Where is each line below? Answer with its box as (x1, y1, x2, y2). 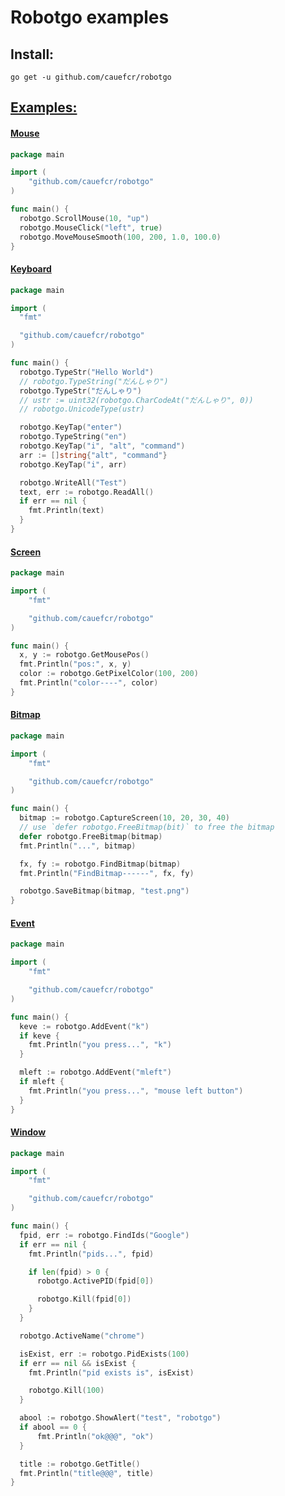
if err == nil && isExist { (19, 1358, 137, 1368)
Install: (10, 46, 55, 63)
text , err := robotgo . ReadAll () (19, 487, 155, 497)
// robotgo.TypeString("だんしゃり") (19, 376, 169, 386)
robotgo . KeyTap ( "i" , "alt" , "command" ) (19, 441, 186, 451)
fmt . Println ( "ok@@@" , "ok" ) (36, 1431, 155, 1441)
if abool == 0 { (19, 1422, 87, 1433)
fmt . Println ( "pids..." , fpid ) (28, 1249, 155, 1259)
